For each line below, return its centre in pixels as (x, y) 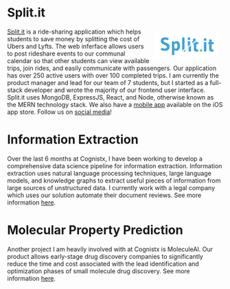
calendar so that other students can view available (78, 60)
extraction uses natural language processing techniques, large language (109, 173)
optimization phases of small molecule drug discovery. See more (99, 271)
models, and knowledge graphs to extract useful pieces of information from (114, 181)
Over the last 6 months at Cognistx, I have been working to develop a (105, 159)
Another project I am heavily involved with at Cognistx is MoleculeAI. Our (110, 249)
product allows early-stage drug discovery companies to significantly (105, 256)
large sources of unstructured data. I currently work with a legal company (111, 187)
